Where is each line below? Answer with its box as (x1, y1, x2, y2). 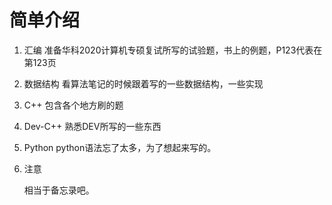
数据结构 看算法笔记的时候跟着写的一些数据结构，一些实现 (23, 77, 264, 90)
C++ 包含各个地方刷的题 (23, 99, 124, 111)
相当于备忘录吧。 (23, 184, 95, 196)
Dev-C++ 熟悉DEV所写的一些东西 (23, 120, 162, 132)
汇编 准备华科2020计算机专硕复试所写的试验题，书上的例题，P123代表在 (23, 44, 323, 56)
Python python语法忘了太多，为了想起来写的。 (23, 141, 217, 153)
